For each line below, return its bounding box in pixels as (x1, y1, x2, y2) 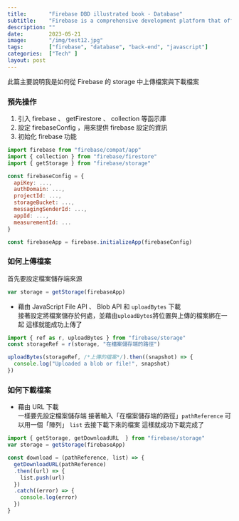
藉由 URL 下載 (17, 403, 59, 411)
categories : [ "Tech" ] (7, 51, 78, 58)
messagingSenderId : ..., (14, 206, 87, 213)
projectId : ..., (14, 192, 62, 200)
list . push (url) (20, 474, 65, 481)
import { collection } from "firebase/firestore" (7, 153, 158, 160)
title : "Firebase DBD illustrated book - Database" (7, 10, 183, 18)
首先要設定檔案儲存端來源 (7, 274, 83, 282)
